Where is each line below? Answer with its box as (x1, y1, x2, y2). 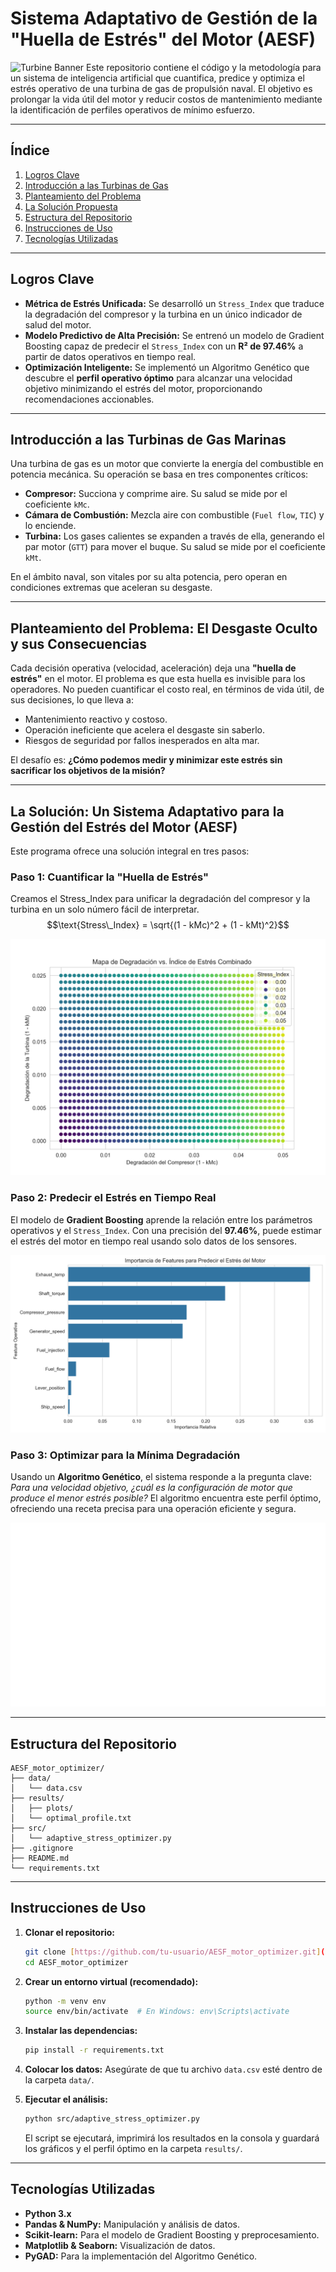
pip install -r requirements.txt (24, 2045, 165, 2056)
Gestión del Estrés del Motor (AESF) (10, 818, 238, 836)
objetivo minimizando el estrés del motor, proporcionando (24, 382, 263, 394)
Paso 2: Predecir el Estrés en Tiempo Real (10, 1191, 217, 1205)
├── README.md (10, 1853, 70, 1864)
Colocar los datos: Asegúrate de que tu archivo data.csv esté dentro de (24, 2063, 323, 2076)
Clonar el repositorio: (24, 1926, 115, 1938)
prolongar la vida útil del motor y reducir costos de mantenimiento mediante (10, 93, 323, 105)
